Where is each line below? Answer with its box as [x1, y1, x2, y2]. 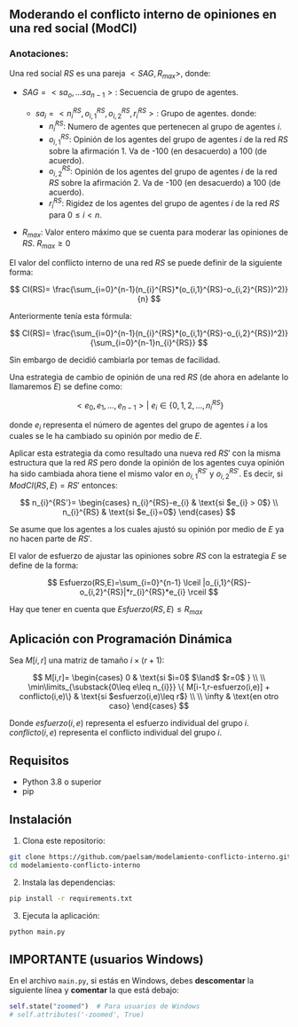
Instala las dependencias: [21, 877, 115, 888]
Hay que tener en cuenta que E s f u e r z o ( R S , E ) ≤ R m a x [9, 603, 203, 617]
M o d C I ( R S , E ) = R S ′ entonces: [9, 480, 118, 490]
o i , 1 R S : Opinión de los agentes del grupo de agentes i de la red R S [48, 132, 288, 147]
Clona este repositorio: [21, 835, 106, 847]
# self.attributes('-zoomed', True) [9, 1010, 145, 1020]
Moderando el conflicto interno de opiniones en [9, 7, 278, 22]
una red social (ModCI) [9, 21, 137, 36]
